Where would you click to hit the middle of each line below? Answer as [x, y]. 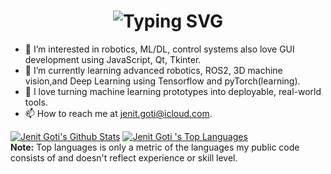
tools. [36, 102]
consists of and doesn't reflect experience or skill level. [124, 157]
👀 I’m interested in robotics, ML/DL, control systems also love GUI [159, 49]
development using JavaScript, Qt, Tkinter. [113, 59]
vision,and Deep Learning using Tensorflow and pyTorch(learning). [162, 81]
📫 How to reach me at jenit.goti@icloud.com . [118, 113]
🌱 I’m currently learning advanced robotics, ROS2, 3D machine [153, 70]
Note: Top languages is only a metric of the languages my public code [155, 147]
